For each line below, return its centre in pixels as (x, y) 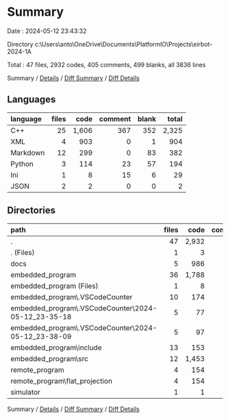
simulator (26, 392)
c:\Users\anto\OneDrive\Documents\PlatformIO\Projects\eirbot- (124, 44)
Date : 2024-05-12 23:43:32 (47, 31)
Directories (31, 211)
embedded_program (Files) (54, 286)
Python (22, 164)
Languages (31, 100)
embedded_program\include (56, 347)
